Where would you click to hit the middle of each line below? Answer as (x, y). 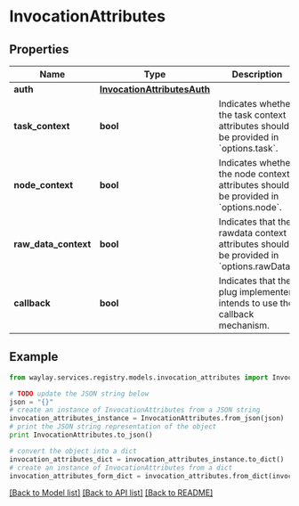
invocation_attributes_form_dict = (75, 476)
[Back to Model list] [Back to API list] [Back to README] (111, 493)
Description (257, 74)
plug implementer (255, 292)
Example (34, 357)
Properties (39, 49)
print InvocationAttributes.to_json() (81, 435)
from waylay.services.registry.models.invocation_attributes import (139, 377)
